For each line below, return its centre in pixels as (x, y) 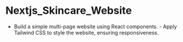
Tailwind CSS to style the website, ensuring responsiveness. (86, 32)
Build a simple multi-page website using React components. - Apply (95, 26)
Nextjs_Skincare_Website (69, 11)
